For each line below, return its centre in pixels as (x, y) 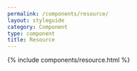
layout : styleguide (36, 20)
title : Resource (31, 40)
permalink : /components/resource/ (58, 14)
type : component (31, 33)
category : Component (38, 27)
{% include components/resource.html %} (69, 60)
